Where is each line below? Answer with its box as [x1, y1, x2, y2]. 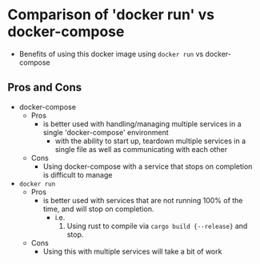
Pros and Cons [7, 81, 82, 94]
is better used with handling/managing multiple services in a [42, 118, 242, 129]
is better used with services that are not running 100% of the [42, 195, 243, 205]
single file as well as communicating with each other [54, 144, 228, 154]
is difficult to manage [42, 170, 113, 179]
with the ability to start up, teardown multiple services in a [54, 136, 246, 146]
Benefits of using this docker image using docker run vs [18, 49, 204, 58]
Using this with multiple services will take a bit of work [42, 246, 222, 256]
